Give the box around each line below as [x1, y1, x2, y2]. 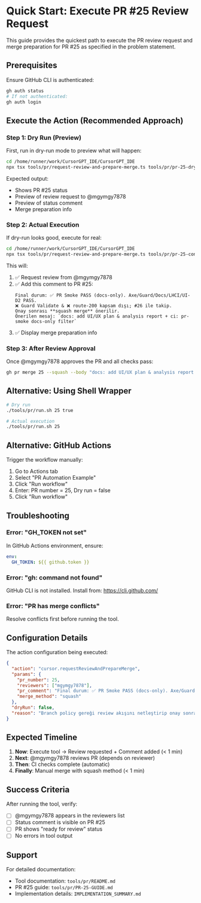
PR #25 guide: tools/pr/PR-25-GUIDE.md [14, 884, 113, 891]
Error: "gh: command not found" [6, 573, 103, 581]
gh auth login [6, 99, 42, 105]
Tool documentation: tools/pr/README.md [14, 877, 115, 884]
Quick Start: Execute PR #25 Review [6, 4, 189, 18]
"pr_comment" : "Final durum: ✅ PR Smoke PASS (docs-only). [17, 688, 169, 694]
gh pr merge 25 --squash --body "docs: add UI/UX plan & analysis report [6, 370, 194, 376]
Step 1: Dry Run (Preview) [6, 133, 82, 142]
